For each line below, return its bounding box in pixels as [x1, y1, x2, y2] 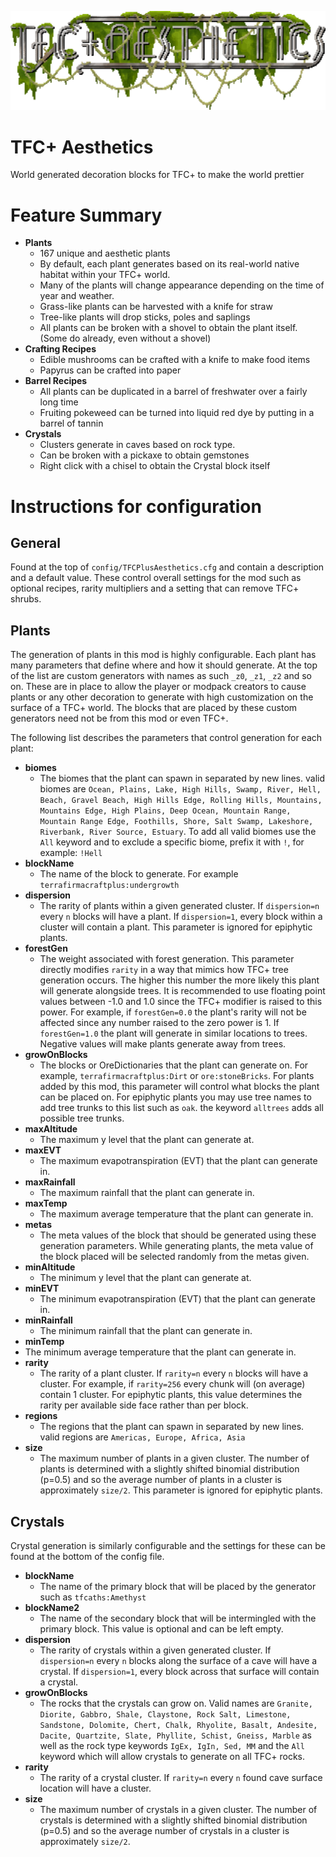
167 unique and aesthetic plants [39, 247, 171, 260]
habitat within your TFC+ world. [39, 269, 171, 281]
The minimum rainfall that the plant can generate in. [39, 1325, 253, 1337]
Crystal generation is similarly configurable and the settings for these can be [10, 1539, 326, 1551]
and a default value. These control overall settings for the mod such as [10, 572, 302, 584]
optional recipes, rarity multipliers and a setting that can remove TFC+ [10, 582, 300, 595]
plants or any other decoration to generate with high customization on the [10, 691, 314, 703]
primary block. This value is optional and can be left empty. [39, 1622, 284, 1635]
